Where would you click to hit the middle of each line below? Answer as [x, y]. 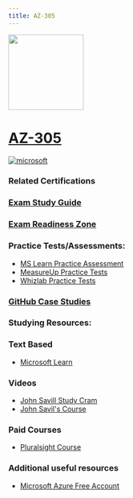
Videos [22, 383]
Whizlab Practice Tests [58, 280]
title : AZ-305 [32, 16]
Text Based [31, 344]
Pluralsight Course [50, 447]
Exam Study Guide [45, 203]
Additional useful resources [63, 468]
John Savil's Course [53, 409]
